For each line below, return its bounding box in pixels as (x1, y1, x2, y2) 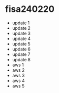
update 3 (12, 30, 31, 36)
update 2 (12, 25, 31, 31)
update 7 (12, 51, 30, 57)
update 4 (12, 36, 31, 42)
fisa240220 (5, 3, 55, 15)
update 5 (12, 41, 30, 46)
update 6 (12, 46, 31, 52)
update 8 (12, 56, 31, 62)
